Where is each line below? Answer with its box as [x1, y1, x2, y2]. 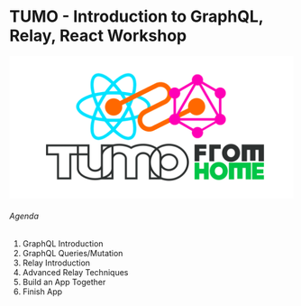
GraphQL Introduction [22, 238, 104, 249]
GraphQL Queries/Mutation [22, 248, 123, 259]
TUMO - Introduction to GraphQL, [9, 6, 264, 27]
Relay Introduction [22, 257, 91, 268]
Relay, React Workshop [9, 25, 187, 46]
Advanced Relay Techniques [22, 267, 129, 278]
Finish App [22, 286, 63, 297]
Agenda [9, 210, 39, 221]
